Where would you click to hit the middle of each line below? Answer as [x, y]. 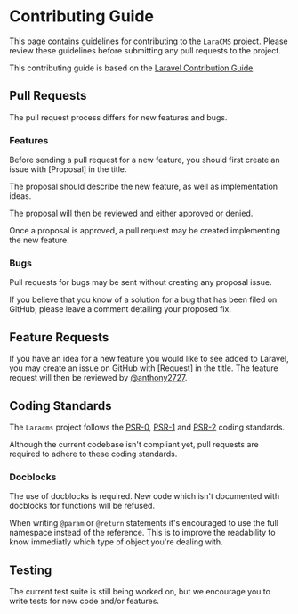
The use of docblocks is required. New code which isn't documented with [145, 496]
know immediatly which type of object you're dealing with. [117, 542]
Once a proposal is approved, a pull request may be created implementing [145, 231]
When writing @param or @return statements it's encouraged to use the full [144, 523]
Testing [31, 570]
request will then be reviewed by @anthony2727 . [98, 378]
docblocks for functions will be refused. [82, 506]
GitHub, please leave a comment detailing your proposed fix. [120, 309]
